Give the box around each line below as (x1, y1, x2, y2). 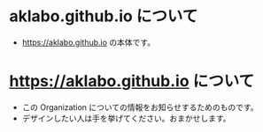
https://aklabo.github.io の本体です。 (21, 37, 156, 48)
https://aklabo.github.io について (9, 71, 255, 92)
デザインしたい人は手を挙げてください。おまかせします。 (21, 113, 231, 123)
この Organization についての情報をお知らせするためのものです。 (21, 101, 259, 113)
